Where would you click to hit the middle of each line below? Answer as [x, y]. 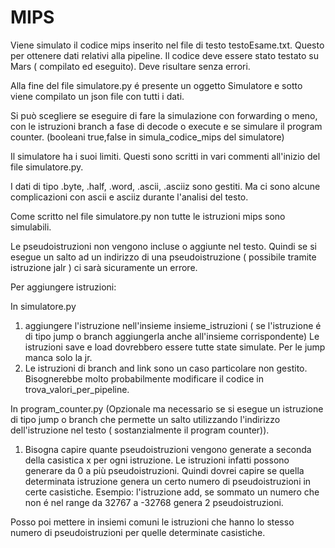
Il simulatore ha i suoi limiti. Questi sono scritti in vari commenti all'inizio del [165, 156]
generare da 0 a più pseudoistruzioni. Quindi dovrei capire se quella [164, 470]
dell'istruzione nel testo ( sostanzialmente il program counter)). [140, 430]
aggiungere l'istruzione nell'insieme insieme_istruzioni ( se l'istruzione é [173, 325]
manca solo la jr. [58, 357]
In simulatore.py [43, 306]
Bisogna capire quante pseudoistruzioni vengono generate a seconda [168, 449]
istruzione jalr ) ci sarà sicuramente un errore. [104, 267]
